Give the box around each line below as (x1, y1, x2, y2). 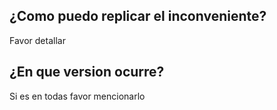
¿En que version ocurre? (9, 64, 165, 81)
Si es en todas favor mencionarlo (9, 90, 146, 102)
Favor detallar (9, 34, 66, 46)
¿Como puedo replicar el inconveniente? (9, 8, 267, 25)
